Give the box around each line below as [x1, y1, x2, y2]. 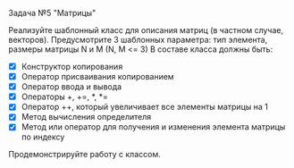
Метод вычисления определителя [21, 112, 152, 122]
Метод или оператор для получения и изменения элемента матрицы [21, 122, 286, 132]
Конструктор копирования [21, 62, 123, 71]
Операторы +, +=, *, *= [21, 91, 109, 102]
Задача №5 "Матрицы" [8, 8, 97, 18]
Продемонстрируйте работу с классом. [8, 149, 162, 160]
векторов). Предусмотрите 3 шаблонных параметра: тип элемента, [8, 35, 268, 45]
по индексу [21, 131, 65, 142]
